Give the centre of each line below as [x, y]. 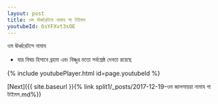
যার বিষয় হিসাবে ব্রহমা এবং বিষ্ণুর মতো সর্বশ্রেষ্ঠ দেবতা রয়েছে [75, 60]
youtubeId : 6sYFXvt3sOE [41, 26]
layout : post [26, 13]
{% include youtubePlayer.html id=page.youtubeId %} [84, 74]
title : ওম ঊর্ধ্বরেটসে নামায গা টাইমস [46, 20]
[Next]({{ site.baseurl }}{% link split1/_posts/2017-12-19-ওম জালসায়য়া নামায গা [109, 87]
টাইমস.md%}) [24, 94]
